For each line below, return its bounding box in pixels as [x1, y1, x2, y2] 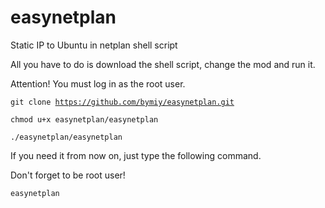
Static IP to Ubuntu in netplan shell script [10, 39, 178, 51]
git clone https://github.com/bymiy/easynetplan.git [10, 97, 235, 107]
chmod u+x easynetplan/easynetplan [10, 114, 159, 125]
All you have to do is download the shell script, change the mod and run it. [10, 58, 316, 70]
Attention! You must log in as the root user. [10, 77, 186, 90]
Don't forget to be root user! [10, 169, 126, 181]
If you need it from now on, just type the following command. [10, 149, 262, 161]
